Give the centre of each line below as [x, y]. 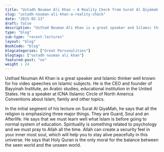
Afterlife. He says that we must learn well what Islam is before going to [76, 119]
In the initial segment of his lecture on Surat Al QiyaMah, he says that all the [81, 109]
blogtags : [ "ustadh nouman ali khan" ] [44, 55]
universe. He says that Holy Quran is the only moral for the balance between [82, 140]
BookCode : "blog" [23, 46]
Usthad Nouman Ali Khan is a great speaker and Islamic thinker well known [80, 78]
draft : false [18, 23]
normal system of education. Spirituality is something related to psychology [81, 124]
